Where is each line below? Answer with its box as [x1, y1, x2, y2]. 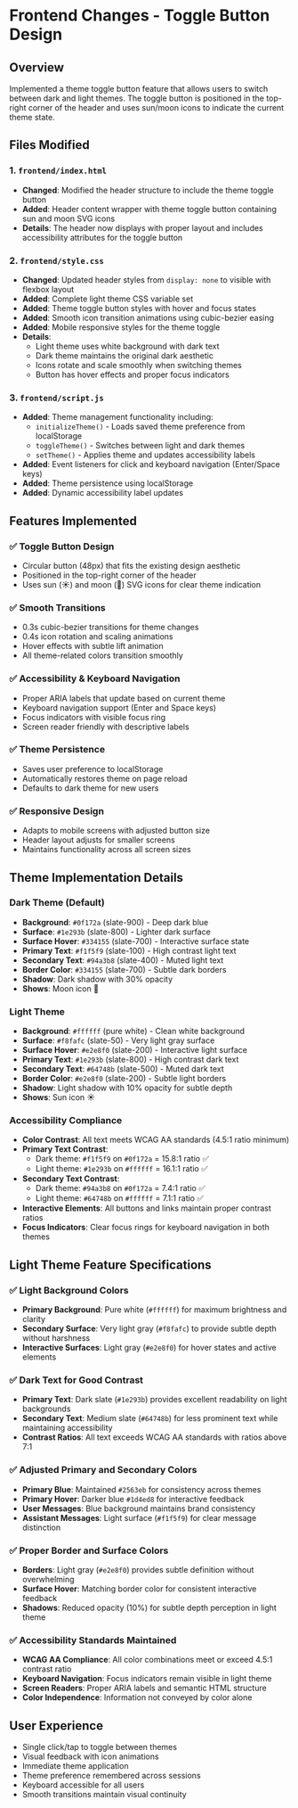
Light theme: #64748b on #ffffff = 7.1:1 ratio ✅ [35, 1193, 205, 1204]
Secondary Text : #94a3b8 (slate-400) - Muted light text [21, 955, 224, 966]
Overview [9, 60, 65, 75]
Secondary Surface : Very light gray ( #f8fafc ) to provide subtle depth [21, 1323, 278, 1334]
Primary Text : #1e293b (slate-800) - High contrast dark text [21, 1054, 239, 1065]
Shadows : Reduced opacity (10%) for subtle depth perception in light [21, 1602, 278, 1614]
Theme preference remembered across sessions [21, 1771, 202, 1781]
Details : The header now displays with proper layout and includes [21, 222, 264, 233]
